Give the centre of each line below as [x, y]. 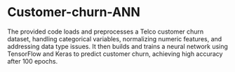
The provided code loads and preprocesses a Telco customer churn [106, 31]
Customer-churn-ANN [74, 12]
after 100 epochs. [33, 61]
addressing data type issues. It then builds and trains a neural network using [117, 46]
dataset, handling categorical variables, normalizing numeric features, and [115, 38]
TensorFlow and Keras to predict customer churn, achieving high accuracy [115, 54]
